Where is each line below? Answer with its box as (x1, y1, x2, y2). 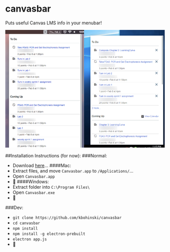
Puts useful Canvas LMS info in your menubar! (5, 20, 102, 26)
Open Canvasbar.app (12, 173, 55, 180)
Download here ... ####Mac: (12, 162, 71, 169)
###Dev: (5, 204, 24, 211)
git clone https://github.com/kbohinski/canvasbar (12, 216, 122, 221)
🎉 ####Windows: (12, 179, 49, 185)
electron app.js (12, 237, 47, 242)
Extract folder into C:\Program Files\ (12, 184, 90, 190)
